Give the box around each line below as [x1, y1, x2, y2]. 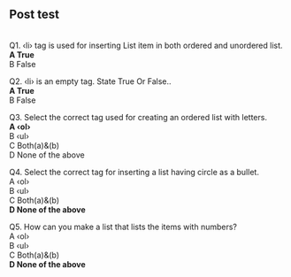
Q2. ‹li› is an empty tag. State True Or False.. [9, 75, 172, 87]
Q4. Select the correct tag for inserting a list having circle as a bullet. [9, 166, 259, 177]
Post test [9, 7, 60, 22]
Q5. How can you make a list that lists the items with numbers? [9, 221, 237, 232]
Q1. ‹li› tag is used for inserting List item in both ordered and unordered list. [9, 40, 283, 50]
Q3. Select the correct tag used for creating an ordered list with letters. [9, 112, 268, 122]
